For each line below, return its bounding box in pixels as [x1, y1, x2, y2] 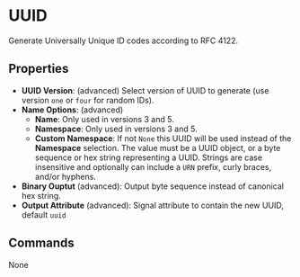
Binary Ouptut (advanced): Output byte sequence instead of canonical [21, 181, 285, 192]
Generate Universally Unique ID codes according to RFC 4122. [8, 35, 239, 46]
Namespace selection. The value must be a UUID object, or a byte [34, 142, 281, 153]
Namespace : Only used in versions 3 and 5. [34, 123, 199, 134]
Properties [8, 61, 69, 76]
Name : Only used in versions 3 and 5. [34, 113, 174, 124]
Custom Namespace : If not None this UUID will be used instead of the [34, 132, 292, 144]
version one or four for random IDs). [21, 94, 154, 105]
